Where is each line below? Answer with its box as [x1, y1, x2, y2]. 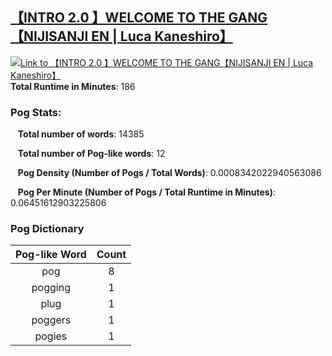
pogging [31, 281, 71, 295]
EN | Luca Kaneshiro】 [91, 28, 233, 45]
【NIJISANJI [10, 28, 89, 45]
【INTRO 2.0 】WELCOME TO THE [10, 9, 226, 27]
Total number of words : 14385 [17, 128, 145, 140]
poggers [31, 313, 72, 327]
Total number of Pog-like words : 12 [17, 148, 166, 160]
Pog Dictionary [10, 222, 85, 236]
